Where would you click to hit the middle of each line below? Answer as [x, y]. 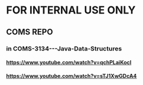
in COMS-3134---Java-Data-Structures [64, 49]
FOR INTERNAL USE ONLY [71, 10]
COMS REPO [30, 32]
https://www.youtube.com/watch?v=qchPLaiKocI [69, 63]
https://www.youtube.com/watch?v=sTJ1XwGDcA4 [71, 76]
